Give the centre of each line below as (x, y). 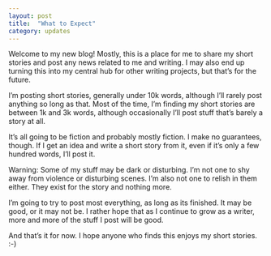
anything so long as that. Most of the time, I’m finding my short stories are (132, 104)
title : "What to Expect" (52, 23)
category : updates (39, 31)
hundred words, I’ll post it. (52, 154)
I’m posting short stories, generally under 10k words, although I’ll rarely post (135, 96)
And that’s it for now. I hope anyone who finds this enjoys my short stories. (133, 236)
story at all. (27, 122)
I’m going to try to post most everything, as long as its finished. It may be (130, 203)
